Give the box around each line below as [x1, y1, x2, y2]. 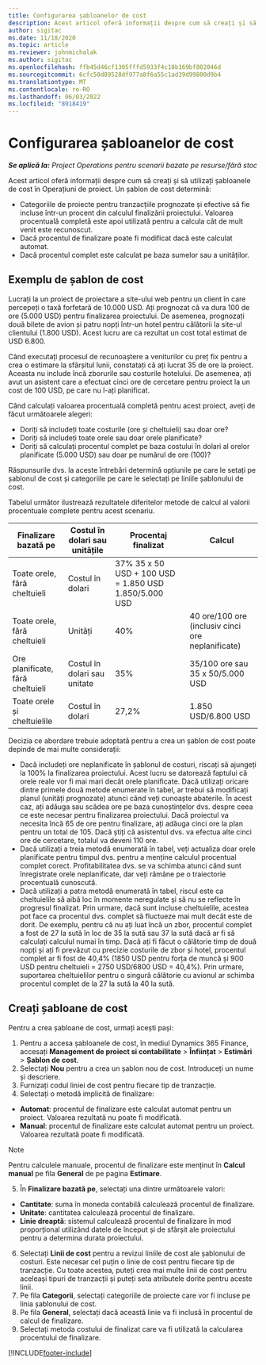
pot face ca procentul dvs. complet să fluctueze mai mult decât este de [19, 911, 253, 921]
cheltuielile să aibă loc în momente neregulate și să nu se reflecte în [19, 894, 241, 904]
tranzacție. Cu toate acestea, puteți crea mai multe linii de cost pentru [19, 1265, 247, 1275]
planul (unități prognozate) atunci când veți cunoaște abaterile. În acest [19, 793, 253, 803]
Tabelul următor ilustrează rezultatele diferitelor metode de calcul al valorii [8, 497, 251, 507]
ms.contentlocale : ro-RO [8, 85, 90, 94]
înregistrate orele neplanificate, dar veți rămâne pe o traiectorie [19, 869, 226, 879]
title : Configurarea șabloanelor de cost [8, 11, 147, 20]
